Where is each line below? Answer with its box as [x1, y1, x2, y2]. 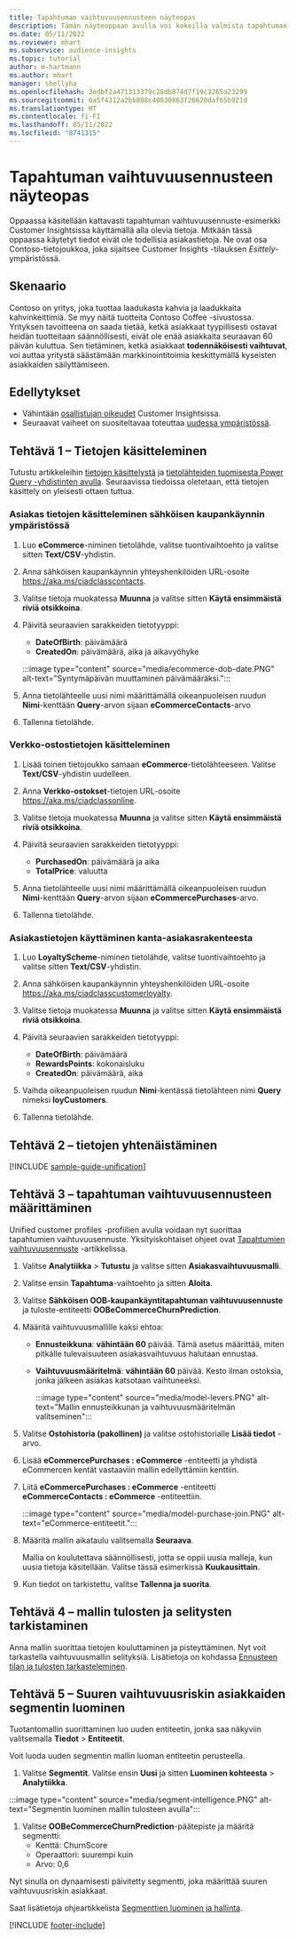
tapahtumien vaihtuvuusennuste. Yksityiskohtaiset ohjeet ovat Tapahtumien [9, 1233, 285, 1244]
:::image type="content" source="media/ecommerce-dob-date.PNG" [21, 663, 275, 674]
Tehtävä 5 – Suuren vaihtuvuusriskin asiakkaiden [9, 1686, 286, 1702]
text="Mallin [35, 1401, 81, 1412]
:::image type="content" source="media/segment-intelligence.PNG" [9, 1794, 258, 1805]
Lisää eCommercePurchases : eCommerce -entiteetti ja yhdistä [21, 1455, 258, 1465]
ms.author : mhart [9, 71, 74, 80]
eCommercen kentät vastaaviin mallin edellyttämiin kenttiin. [21, 1464, 239, 1475]
